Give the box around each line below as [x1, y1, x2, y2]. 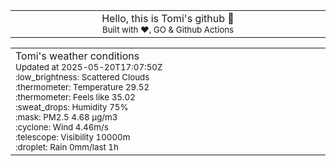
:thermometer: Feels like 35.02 [15, 92, 136, 103]
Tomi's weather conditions [15, 49, 140, 63]
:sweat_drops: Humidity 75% [15, 102, 129, 113]
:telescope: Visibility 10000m [15, 132, 131, 143]
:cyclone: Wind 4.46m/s [15, 122, 109, 133]
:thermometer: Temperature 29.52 [15, 82, 150, 93]
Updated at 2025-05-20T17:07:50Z [15, 62, 163, 73]
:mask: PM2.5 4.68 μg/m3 [15, 112, 118, 123]
